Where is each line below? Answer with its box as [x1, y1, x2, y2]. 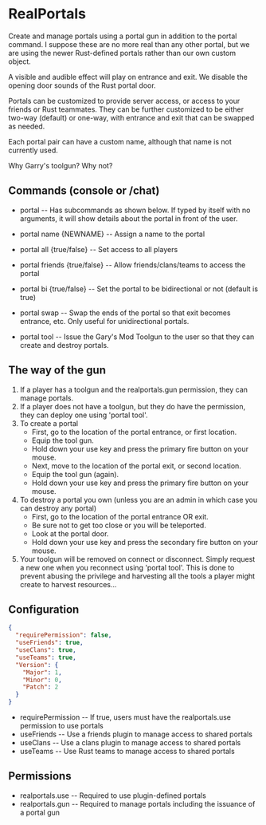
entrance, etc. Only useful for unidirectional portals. [19, 316, 190, 326]
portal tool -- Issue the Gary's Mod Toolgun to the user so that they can [19, 332, 255, 341]
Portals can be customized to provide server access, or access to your [8, 96, 241, 105]
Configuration [8, 602, 80, 616]
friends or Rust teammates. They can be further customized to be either [8, 105, 244, 114]
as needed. [8, 121, 45, 131]
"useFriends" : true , [15, 639, 84, 647]
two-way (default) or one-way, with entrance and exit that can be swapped [8, 112, 255, 122]
